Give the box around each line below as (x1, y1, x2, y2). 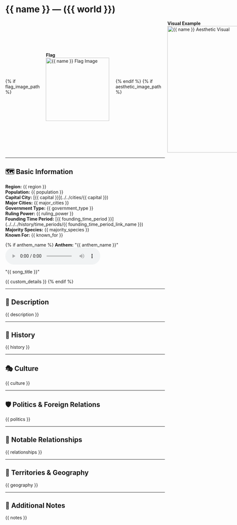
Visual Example (167, 20, 201, 26)
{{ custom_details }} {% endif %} (5, 278, 74, 285)
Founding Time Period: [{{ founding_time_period (5, 216, 107, 222)
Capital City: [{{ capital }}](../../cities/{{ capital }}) (5, 194, 109, 200)
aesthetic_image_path (115, 84, 162, 90)
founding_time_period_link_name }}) (68, 221, 143, 227)
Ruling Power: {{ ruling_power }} (5, 210, 74, 216)
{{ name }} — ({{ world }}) (5, 4, 115, 15)
